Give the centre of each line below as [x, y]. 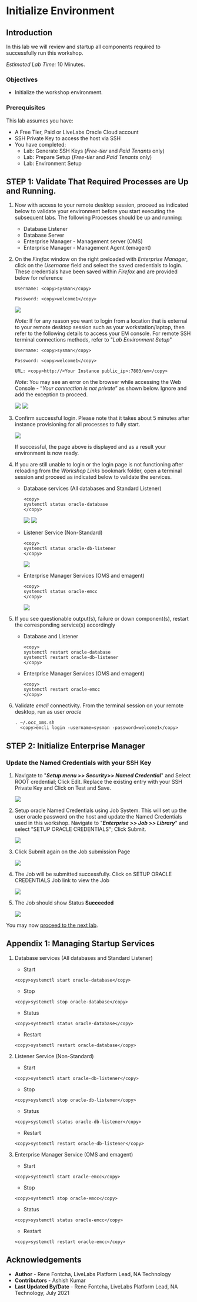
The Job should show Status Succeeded [64, 903]
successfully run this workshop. [45, 53]
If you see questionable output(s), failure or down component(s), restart [102, 619]
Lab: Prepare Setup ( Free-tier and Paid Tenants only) [88, 157]
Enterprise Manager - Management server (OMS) [83, 241]
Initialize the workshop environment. [59, 92]
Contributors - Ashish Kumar [50, 1280]
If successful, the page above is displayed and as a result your [90, 447]
